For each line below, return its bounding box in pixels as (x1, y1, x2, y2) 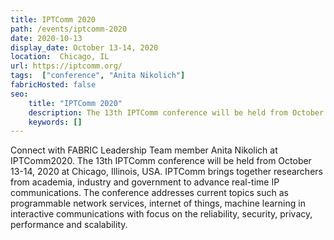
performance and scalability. (10, 219, 128, 231)
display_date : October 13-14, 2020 (10, 42, 159, 53)
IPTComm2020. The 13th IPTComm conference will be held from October (10, 155, 312, 167)
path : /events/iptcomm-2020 (10, 24, 128, 34)
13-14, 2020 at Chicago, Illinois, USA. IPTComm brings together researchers (10, 166, 323, 178)
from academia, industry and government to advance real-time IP (10, 176, 280, 188)
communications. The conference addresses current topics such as (10, 187, 289, 199)
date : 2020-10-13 (10, 33, 83, 43)
